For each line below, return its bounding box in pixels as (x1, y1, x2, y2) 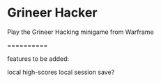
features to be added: (7, 54, 70, 63)
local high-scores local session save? (7, 68, 115, 76)
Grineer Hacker (7, 5, 98, 21)
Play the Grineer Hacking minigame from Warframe (7, 28, 155, 36)
